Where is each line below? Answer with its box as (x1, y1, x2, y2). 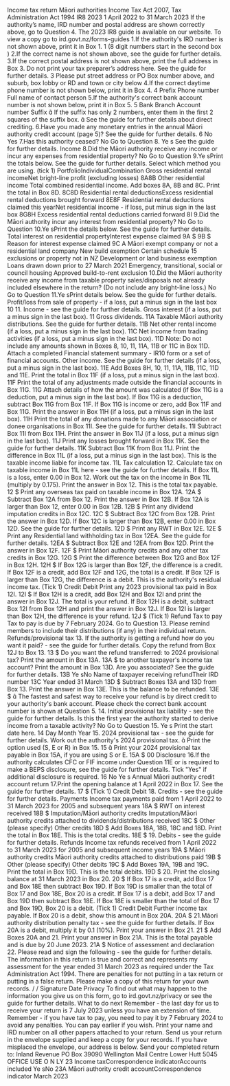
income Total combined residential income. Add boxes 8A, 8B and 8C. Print (7, 181, 220, 189)
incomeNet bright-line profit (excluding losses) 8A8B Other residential (7, 174, 205, 181)
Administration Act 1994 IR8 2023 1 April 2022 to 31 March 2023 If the (7, 13, 205, 21)
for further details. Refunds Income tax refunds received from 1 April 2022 (7, 839, 217, 846)
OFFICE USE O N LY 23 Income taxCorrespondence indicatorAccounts (7, 1058, 207, 1065)
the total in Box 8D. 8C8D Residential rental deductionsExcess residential (7, 188, 214, 197)
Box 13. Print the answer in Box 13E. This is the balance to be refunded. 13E (7, 685, 220, 693)
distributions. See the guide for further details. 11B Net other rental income (7, 320, 217, 328)
